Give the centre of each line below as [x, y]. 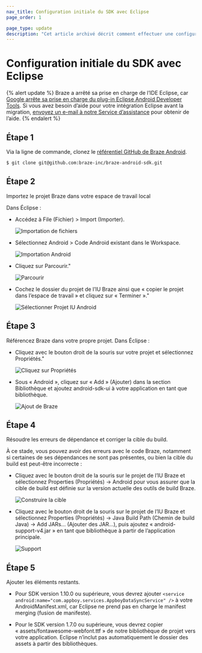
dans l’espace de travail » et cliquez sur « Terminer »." [82, 296]
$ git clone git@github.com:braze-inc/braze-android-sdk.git [84, 163]
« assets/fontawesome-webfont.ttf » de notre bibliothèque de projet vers [105, 631]
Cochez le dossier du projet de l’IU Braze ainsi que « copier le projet [99, 289]
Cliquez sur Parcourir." [43, 266]
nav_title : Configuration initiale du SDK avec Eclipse [78, 12]
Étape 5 [21, 567]
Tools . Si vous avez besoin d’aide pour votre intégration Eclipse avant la [95, 106]
